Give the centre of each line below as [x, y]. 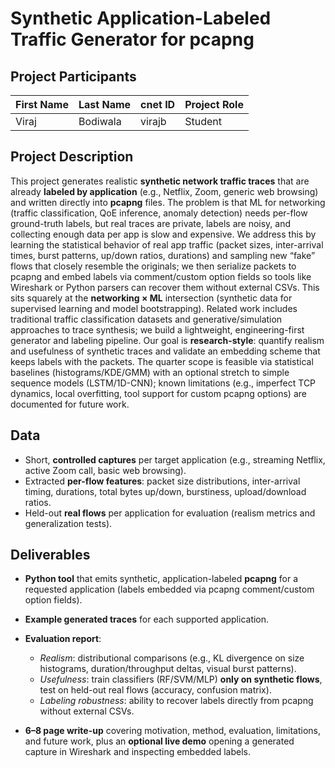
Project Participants [73, 76]
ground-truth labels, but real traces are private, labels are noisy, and [151, 223]
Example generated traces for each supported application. [147, 619]
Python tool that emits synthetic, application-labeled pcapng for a [161, 579]
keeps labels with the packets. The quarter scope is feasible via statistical [162, 361]
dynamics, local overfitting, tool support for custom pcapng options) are [158, 393]
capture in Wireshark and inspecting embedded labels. [137, 752]
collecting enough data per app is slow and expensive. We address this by [163, 234]
